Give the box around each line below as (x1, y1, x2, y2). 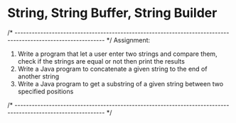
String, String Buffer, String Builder (7, 5, 218, 21)
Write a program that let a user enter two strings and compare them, (17, 49, 218, 58)
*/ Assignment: (106, 35, 151, 44)
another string (17, 72, 60, 81)
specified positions (17, 87, 74, 95)
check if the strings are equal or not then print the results (17, 57, 185, 65)
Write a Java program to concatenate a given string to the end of (17, 64, 208, 73)
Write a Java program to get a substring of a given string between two (17, 79, 224, 88)
